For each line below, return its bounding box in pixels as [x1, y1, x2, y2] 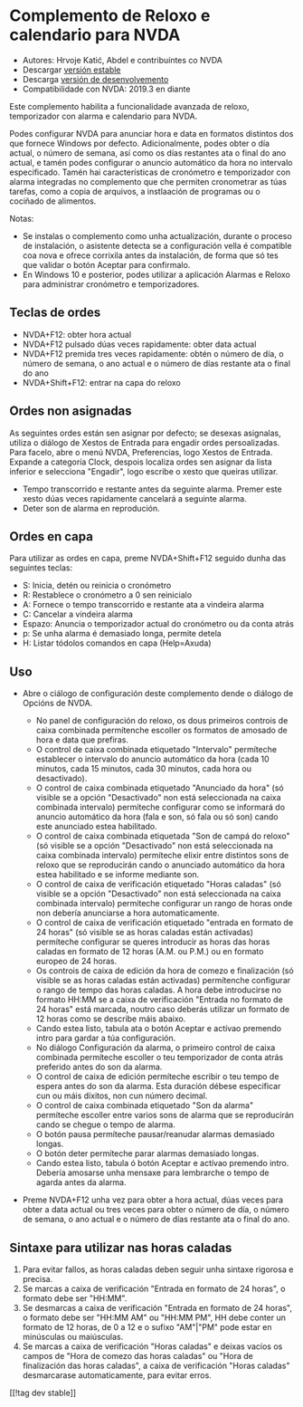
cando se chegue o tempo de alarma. [35, 1119, 176, 1130]
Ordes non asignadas [9, 404, 133, 419]
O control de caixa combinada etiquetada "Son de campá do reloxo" [35, 830, 291, 842]
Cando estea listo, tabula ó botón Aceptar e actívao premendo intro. [35, 1158, 289, 1169]
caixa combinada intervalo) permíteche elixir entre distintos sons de [35, 850, 289, 861]
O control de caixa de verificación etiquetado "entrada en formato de [35, 917, 294, 928]
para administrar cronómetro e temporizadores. [22, 278, 200, 290]
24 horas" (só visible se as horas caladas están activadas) [35, 927, 253, 938]
